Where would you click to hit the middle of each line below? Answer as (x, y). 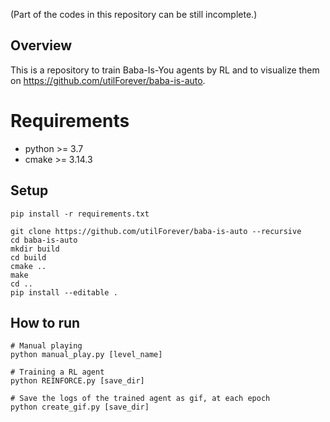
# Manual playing (46, 346)
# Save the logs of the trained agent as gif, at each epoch (140, 399)
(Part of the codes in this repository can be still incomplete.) (134, 14)
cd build (28, 257)
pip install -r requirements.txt (80, 214)
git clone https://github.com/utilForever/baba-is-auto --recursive (156, 231)
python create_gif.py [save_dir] (80, 407)
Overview (41, 45)
